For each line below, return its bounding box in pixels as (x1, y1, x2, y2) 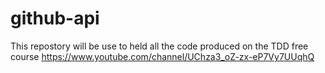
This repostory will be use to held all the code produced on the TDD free (10, 40, 309, 52)
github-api (10, 7, 100, 30)
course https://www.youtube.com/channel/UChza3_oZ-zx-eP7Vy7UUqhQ (10, 50, 315, 62)
